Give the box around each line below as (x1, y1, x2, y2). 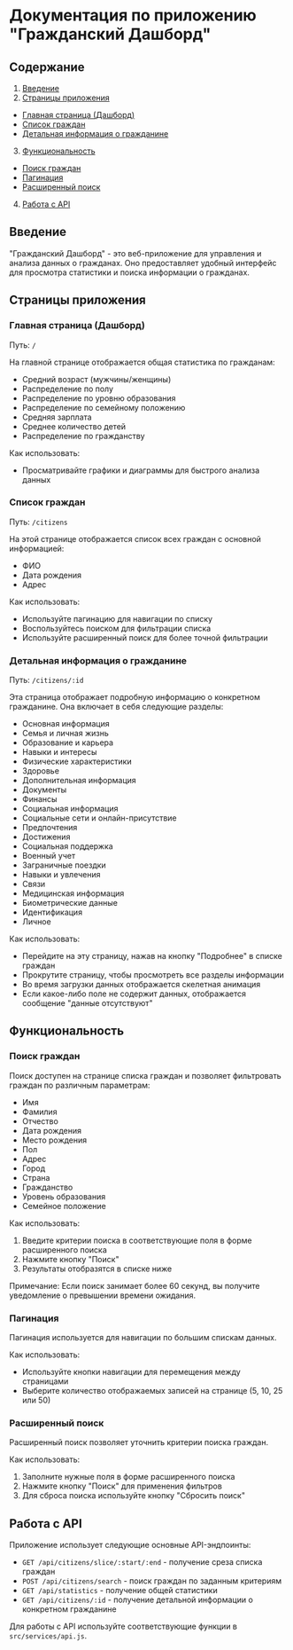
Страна (21, 1172, 50, 1182)
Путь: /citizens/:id (9, 675, 84, 686)
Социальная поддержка (21, 841, 113, 852)
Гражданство (21, 1182, 73, 1192)
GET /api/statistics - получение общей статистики (21, 1585, 219, 1596)
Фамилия (21, 1106, 58, 1117)
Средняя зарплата (21, 412, 92, 422)
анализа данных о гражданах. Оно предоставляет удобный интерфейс (9, 257, 277, 268)
